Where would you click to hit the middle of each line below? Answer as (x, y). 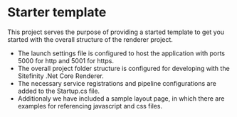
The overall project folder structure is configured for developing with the (123, 68)
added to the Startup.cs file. (59, 91)
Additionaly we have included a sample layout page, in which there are (121, 98)
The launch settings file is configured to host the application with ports (121, 53)
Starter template (57, 12)
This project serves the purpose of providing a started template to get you (116, 32)
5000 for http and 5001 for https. (65, 60)
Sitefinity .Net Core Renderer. (61, 76)
